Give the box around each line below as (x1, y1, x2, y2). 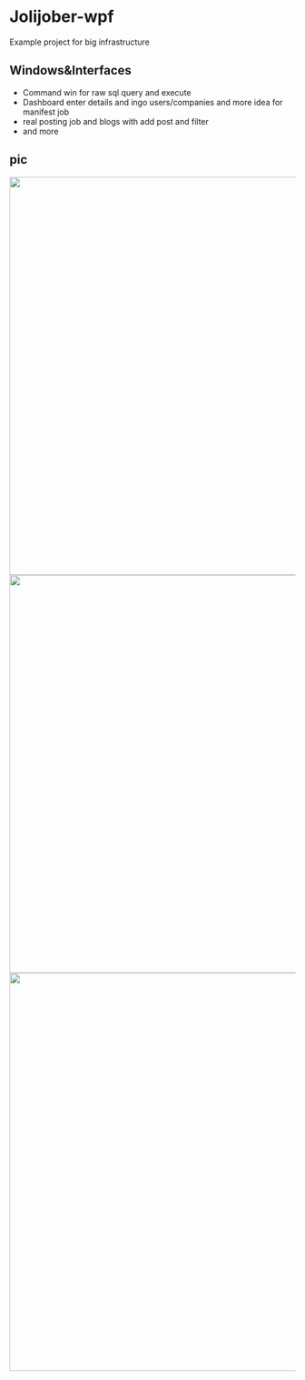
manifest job (22, 106, 70, 117)
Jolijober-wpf (9, 6, 114, 27)
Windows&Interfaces (9, 63, 132, 78)
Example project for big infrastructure (9, 36, 150, 47)
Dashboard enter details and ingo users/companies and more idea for (22, 96, 283, 107)
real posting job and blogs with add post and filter (22, 116, 209, 126)
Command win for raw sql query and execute (22, 86, 192, 97)
